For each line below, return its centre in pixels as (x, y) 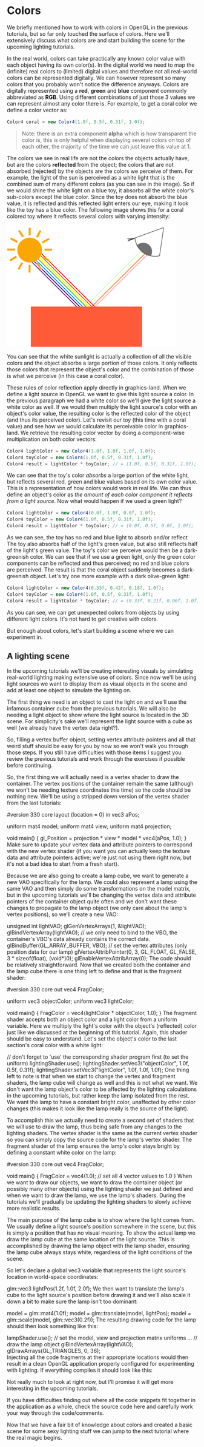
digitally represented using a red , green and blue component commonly (97, 90)
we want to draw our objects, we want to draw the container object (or (95, 1182)
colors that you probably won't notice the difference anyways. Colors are (98, 84)
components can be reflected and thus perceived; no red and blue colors (98, 563)
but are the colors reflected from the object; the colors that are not (90, 164)
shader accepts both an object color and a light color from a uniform (92, 1019)
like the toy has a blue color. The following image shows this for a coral (95, 209)
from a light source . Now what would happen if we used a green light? (94, 501)
